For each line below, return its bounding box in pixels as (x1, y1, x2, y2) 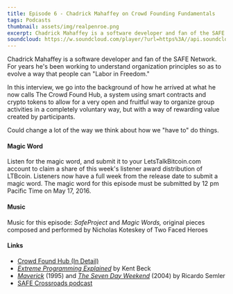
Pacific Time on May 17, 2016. (7, 187, 92, 195)
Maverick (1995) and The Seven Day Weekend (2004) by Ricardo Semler (17, 271, 225, 279)
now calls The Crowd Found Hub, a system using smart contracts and (7, 91, 207, 99)
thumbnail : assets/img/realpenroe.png (7, 23, 119, 30)
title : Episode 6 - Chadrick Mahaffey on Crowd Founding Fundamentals (7, 10, 216, 17)
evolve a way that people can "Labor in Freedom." (7, 70, 150, 78)
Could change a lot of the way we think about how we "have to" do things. (7, 126, 220, 135)
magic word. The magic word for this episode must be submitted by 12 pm (7, 180, 220, 188)
